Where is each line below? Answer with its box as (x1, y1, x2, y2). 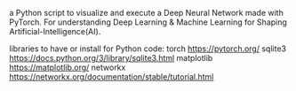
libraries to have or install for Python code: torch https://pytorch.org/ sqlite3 (9, 43, 287, 54)
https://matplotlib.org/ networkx (9, 62, 126, 72)
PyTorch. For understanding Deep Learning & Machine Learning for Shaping (9, 17, 287, 27)
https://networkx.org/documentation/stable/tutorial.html (9, 72, 214, 82)
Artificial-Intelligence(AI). (9, 27, 101, 36)
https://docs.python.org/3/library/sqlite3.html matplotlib (9, 53, 213, 63)
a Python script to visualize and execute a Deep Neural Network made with (9, 8, 284, 18)
